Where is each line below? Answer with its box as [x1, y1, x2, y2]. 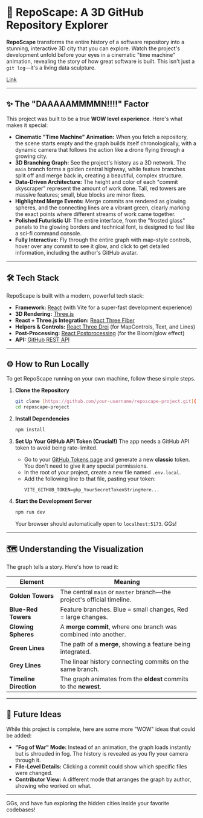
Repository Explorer [6, 18, 109, 32]
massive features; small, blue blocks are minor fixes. [14, 191, 146, 198]
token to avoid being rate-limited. [14, 444, 98, 451]
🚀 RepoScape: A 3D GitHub [6, 5, 144, 19]
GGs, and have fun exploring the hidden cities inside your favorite [6, 799, 170, 807]
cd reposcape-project [14, 404, 69, 410]
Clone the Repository [14, 387, 69, 394]
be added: [6, 731, 32, 739]
